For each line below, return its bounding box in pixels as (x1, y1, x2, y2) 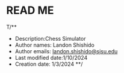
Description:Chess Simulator (14, 35, 86, 42)
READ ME (6, 4, 54, 17)
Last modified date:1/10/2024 (14, 54, 88, 61)
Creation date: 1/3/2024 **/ (14, 60, 83, 68)
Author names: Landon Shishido (14, 41, 95, 48)
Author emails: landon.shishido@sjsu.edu (14, 47, 118, 54)
